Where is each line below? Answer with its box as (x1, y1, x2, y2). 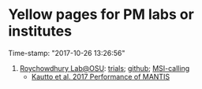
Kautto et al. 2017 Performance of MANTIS (31, 72, 170, 81)
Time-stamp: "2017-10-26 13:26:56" (8, 48, 125, 57)
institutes (8, 22, 73, 40)
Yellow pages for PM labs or (8, 6, 195, 24)
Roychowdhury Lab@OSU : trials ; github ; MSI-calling (19, 63, 190, 72)
